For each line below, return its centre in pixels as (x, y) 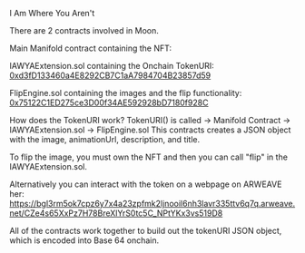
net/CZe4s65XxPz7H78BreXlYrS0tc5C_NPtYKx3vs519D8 (116, 213)
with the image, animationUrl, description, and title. (105, 139)
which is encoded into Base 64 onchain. (84, 240)
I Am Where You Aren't (52, 13)
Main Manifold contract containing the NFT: (91, 48)
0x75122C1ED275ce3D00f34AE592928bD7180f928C (109, 102)
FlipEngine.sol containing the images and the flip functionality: (126, 93)
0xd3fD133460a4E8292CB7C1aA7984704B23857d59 (110, 75)
